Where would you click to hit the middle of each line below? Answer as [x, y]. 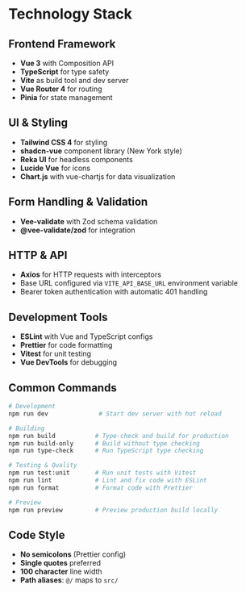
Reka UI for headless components [76, 159]
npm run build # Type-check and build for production [119, 436]
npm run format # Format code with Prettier [101, 488]
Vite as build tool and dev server [74, 80]
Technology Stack [71, 14]
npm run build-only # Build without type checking [104, 443]
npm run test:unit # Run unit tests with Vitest [102, 473]
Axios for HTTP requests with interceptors [90, 274]
